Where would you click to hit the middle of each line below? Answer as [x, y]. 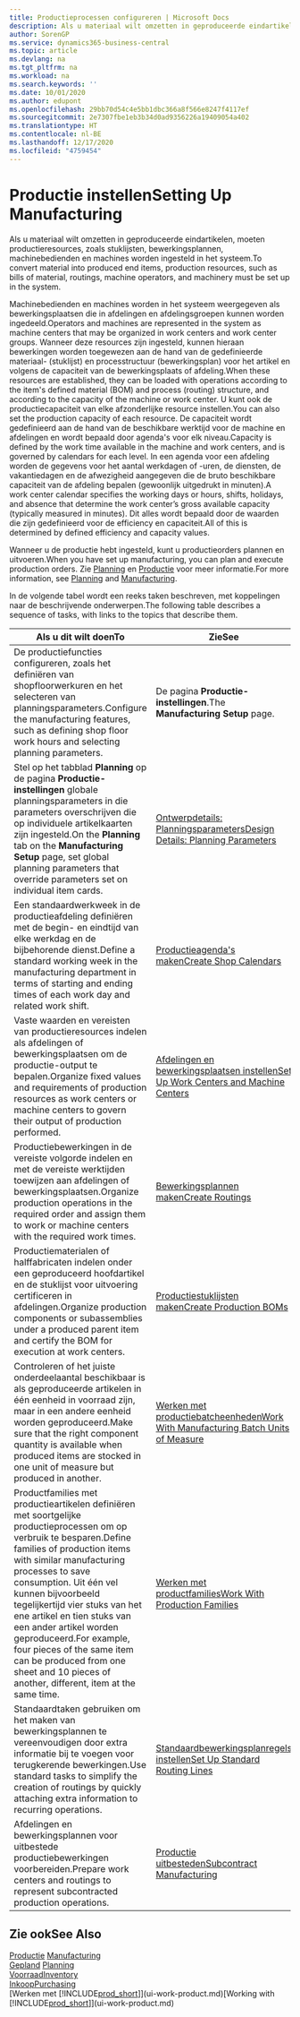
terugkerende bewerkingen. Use [80, 1764]
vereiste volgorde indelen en [74, 1158]
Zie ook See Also [55, 1934]
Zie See [224, 637]
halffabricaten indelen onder [73, 1262]
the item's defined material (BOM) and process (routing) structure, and [139, 390]
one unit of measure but [64, 1467]
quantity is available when [68, 1445]
